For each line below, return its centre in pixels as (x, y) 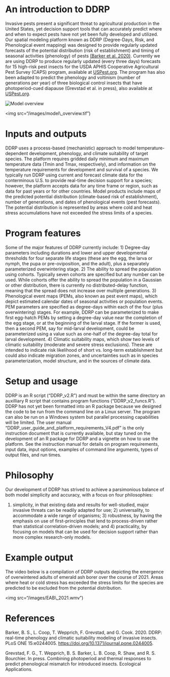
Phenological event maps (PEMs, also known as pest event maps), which (81, 296)
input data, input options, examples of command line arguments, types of (82, 449)
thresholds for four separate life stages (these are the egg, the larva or (79, 258)
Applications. (19, 669)
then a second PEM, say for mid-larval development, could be (70, 328)
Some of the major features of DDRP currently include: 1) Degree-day (78, 247)
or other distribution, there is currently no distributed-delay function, (77, 285)
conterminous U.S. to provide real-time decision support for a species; (79, 180)
